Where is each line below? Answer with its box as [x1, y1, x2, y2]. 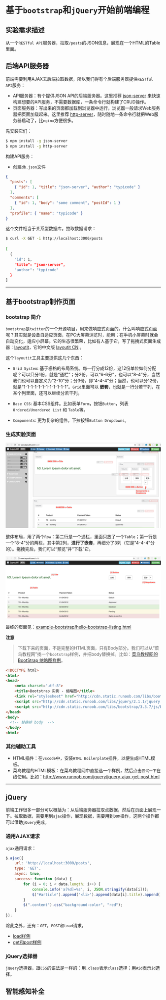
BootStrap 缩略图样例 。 [17, 657, 66, 663]
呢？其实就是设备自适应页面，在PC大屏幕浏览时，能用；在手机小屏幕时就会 [5, 332, 159, 338]
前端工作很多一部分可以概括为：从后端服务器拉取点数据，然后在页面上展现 [5, 807, 157, 813]
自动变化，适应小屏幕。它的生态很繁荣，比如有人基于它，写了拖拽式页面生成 [5, 338, 161, 344]
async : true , [14, 871, 41, 876]
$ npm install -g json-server [5, 138, 68, 144]
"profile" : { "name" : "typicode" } [10, 211, 83, 216]
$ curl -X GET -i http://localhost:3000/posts [5, 236, 103, 241]
